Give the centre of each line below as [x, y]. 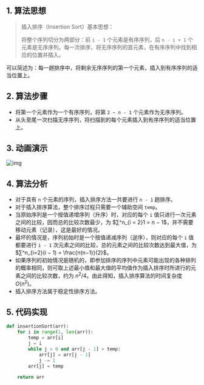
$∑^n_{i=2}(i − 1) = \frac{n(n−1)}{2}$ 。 [63, 253]
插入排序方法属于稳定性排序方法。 [58, 291]
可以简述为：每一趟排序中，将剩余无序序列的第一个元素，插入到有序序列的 [99, 67]
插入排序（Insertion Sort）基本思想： [67, 27]
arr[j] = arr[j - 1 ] [65, 355]
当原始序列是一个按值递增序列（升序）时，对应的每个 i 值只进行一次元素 [106, 215]
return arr [31, 377]
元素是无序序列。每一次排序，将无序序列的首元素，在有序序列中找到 [106, 47]
